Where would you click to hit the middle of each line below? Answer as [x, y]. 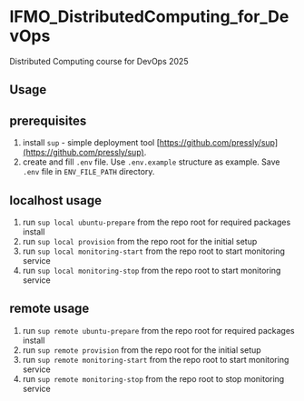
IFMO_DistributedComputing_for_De [149, 17]
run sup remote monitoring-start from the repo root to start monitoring [156, 359]
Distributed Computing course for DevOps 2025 [99, 61]
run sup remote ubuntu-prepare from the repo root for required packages [158, 330]
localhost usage [56, 200]
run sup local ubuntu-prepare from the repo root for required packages [157, 222]
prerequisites [48, 120]
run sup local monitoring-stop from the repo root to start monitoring [152, 270]
